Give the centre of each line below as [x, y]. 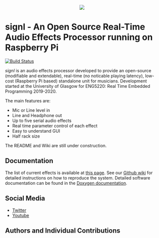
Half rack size [26, 136]
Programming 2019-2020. [31, 91]
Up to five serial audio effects [42, 120]
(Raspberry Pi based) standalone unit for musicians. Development [81, 81]
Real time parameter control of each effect [55, 126]
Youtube [20, 215]
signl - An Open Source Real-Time [75, 27]
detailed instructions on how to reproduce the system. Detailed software [78, 178]
